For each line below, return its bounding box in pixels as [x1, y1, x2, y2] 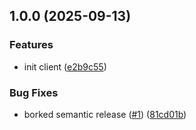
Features [9, 38, 54, 52]
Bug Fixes [9, 85, 59, 99]
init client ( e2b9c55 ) [23, 60, 107, 73]
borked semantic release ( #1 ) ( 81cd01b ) [23, 108, 187, 120]
